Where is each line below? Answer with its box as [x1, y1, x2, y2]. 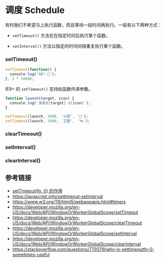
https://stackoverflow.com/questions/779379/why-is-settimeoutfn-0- [12, 246, 155, 252]
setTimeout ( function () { [5, 67, 57, 72]
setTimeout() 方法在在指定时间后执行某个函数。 [12, 32, 110, 38]
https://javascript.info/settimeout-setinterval [12, 193, 103, 199]
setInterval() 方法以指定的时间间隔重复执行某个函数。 [12, 43, 126, 49]
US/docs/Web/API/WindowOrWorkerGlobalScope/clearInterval [12, 241, 141, 247]
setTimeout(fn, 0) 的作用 [12, 187, 63, 194]
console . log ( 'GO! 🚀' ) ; [9, 72, 57, 77]
